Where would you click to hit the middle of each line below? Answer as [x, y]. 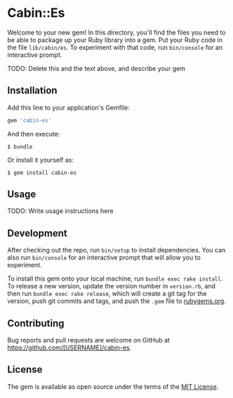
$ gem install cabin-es [42, 173]
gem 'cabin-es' [29, 120]
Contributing [36, 323]
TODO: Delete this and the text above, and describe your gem [96, 68]
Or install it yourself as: [40, 160]
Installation [32, 90]
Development [38, 233]
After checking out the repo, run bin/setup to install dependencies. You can [116, 250]
